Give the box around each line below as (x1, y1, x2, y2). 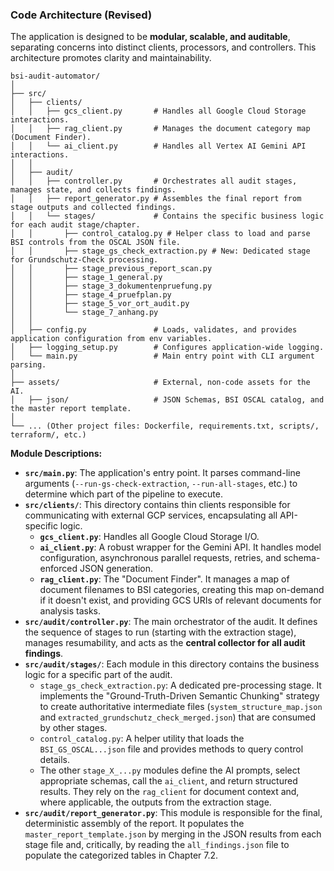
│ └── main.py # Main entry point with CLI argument (10, 351, 315, 362)
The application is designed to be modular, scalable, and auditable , (10, 31, 291, 43)
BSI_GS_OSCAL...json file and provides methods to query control (39, 743, 304, 755)
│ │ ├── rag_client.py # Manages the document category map (10, 124, 311, 134)
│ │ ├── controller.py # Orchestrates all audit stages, (10, 176, 298, 187)
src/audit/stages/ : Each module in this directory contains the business (24, 658, 320, 670)
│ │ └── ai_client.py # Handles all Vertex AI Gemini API (10, 141, 307, 152)
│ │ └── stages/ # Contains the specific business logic (10, 211, 325, 222)
